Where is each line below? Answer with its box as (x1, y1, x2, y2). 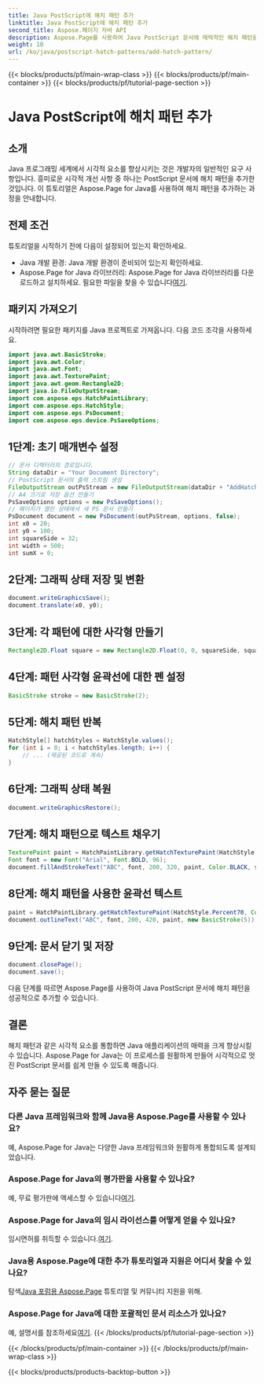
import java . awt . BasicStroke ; (8, 351, 108, 359)
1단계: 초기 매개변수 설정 (8, 440, 119, 453)
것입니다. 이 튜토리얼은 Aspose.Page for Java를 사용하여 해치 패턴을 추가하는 (8, 184, 247, 193)
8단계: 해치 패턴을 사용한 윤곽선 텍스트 (8, 887, 183, 900)
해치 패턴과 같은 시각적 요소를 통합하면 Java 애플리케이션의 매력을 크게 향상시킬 (8, 1040, 252, 1050)
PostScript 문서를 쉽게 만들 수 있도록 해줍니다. (16, 1060, 159, 1069)
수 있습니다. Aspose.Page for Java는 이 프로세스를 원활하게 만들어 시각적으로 (8, 1051, 247, 1060)
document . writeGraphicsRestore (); (8, 804, 122, 812)
